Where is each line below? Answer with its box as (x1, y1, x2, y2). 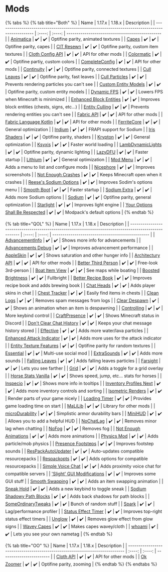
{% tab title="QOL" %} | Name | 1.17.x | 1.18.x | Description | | (5, 220, 129, 226)
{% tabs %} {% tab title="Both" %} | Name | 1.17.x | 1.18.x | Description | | (5, 20, 155, 26)
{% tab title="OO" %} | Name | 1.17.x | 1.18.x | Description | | (5, 542, 127, 548)
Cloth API (56, 553, 76, 559)
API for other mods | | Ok (95, 553, 147, 559)
